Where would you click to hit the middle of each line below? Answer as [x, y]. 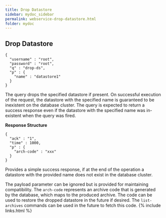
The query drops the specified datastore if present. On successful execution [83, 95]
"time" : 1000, [25, 143]
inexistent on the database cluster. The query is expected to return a [75, 105]
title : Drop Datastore [28, 10]
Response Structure [26, 125]
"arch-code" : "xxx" [35, 152]
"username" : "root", [32, 59]
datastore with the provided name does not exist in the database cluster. [79, 175]
